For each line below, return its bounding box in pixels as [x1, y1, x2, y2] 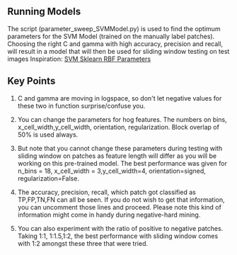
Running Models [7, 6, 81, 18]
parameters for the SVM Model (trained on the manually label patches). [7, 32, 215, 40]
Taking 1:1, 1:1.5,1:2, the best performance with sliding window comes [17, 232, 219, 240]
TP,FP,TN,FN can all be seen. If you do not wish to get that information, [17, 195, 225, 204]
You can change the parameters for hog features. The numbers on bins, [17, 115, 228, 123]
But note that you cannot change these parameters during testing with [17, 144, 223, 152]
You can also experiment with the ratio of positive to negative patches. [17, 224, 224, 232]
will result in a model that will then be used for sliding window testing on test [7, 47, 230, 55]
